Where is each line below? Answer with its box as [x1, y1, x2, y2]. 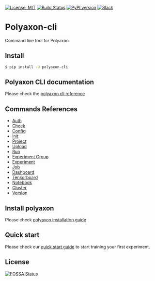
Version [12, 190, 28, 196]
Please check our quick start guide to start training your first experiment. [5, 244, 150, 249]
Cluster [12, 185, 27, 191]
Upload [12, 144, 27, 149]
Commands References [5, 105, 77, 113]
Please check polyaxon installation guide [5, 217, 86, 223]
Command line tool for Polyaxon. [5, 37, 70, 43]
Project [12, 138, 27, 144]
